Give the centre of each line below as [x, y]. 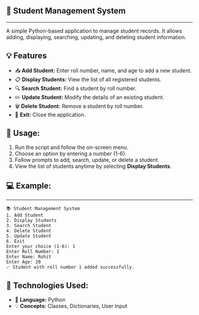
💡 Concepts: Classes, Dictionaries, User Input [71, 306]
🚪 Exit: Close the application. [50, 114]
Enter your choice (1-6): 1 [41, 247]
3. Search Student [29, 226]
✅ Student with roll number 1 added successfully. [70, 268]
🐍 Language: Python [40, 300]
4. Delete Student [29, 231]
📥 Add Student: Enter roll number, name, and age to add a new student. [103, 70]
